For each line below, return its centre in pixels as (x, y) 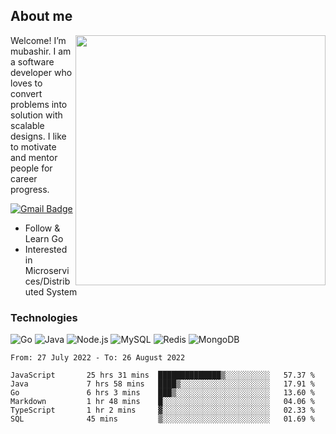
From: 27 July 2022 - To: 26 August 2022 (98, 358)
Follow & (42, 228)
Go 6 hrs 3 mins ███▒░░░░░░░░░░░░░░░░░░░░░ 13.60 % (162, 393)
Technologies (44, 317)
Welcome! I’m (38, 40)
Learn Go (44, 238)
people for (31, 168)
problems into (39, 104)
